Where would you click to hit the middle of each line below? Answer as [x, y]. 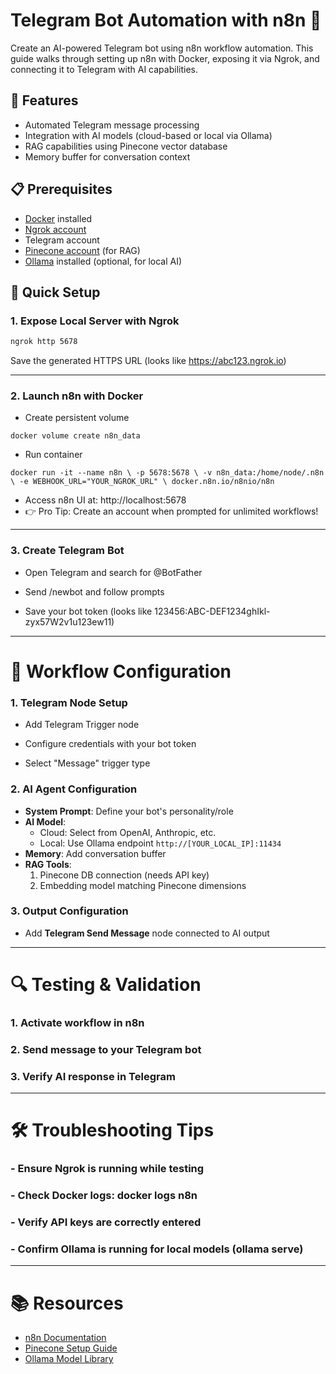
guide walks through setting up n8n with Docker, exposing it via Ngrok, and [165, 58]
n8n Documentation [65, 1338]
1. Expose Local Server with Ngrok [95, 321]
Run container [53, 455]
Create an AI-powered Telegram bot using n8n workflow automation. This [162, 48]
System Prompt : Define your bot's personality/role [129, 811]
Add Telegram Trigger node [82, 725]
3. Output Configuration [69, 911]
